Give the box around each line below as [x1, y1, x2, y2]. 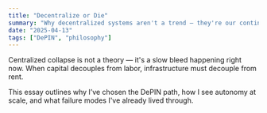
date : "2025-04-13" [8, 26, 73, 34]
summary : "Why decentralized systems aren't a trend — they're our [8, 19, 237, 27]
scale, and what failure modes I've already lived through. [8, 96, 194, 105]
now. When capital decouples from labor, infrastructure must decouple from [8, 64, 257, 73]
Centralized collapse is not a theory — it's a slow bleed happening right [8, 55, 242, 65]
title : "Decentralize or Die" [8, 11, 109, 20]
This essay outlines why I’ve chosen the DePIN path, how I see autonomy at [8, 88, 257, 97]
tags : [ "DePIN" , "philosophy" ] [8, 33, 112, 42]
